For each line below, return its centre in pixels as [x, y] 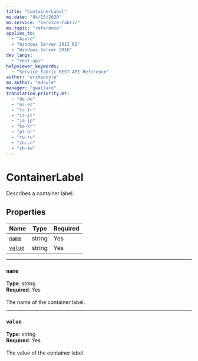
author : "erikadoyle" [33, 77]
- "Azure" [23, 39]
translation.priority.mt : [38, 93]
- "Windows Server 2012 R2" [46, 45]
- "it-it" [23, 115]
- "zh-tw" [23, 148]
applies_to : [21, 34]
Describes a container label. [40, 193]
